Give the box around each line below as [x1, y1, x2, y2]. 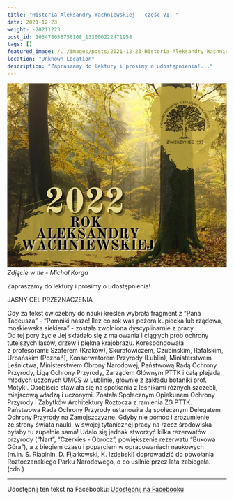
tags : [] [7, 41, 33, 48]
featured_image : [7, 48, 54, 55]
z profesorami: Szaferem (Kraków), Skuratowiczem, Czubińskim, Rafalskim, [7, 346, 224, 355]
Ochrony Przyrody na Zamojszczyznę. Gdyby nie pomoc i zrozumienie [7, 413, 210, 422]
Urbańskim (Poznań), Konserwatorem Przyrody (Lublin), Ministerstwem [7, 353, 212, 362]
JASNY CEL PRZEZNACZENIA [7, 295, 93, 304]
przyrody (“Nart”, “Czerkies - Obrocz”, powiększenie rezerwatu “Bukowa [7, 435, 216, 443]
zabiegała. [180, 457, 211, 466]
